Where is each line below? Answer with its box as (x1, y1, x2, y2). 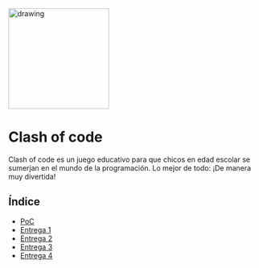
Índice (8, 195, 40, 208)
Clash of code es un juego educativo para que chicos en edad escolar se (8, 155, 251, 164)
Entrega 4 (19, 250, 53, 260)
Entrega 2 (19, 233, 53, 243)
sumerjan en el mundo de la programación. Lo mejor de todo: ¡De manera (8, 163, 252, 172)
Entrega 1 (19, 225, 51, 234)
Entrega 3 (19, 241, 53, 252)
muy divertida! (8, 171, 56, 181)
